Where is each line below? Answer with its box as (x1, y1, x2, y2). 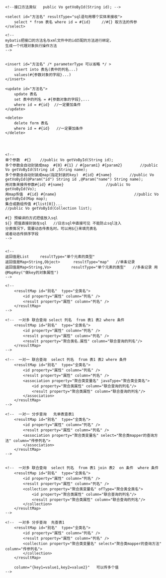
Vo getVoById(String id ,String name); (5, 167, 88, 172)
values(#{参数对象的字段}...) (14, 72, 72, 77)
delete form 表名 (14, 121, 49, 126)
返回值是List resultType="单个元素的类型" (5, 254, 95, 259)
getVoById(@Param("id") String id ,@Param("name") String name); (5, 177, 143, 182)
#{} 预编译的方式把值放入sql (5, 216, 58, 221)
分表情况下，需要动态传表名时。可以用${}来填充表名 (5, 226, 97, 231)
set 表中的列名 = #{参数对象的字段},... (14, 97, 90, 102)
